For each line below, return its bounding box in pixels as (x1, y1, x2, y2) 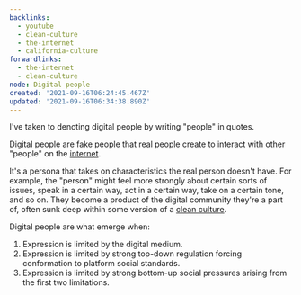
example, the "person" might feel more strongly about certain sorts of (9, 175, 268, 186)
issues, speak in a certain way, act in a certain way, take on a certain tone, (9, 185, 285, 196)
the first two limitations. (22, 277, 110, 288)
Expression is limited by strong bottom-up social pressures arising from (22, 267, 288, 279)
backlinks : (9, 13, 50, 22)
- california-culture (17, 47, 99, 56)
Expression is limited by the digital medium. (22, 239, 183, 250)
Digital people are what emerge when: (9, 221, 151, 232)
